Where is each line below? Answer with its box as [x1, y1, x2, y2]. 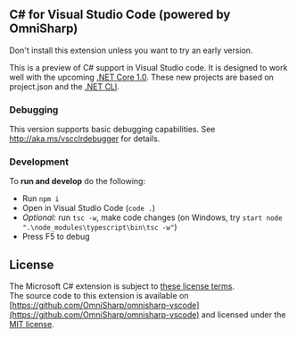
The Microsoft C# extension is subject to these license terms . [9, 281, 235, 292]
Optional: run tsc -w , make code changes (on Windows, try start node [21, 212, 283, 223]
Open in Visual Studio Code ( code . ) [21, 203, 156, 214]
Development [9, 156, 70, 168]
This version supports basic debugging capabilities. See [9, 124, 216, 135]
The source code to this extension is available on [9, 291, 189, 301]
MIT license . [9, 319, 55, 330]
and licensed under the [201, 309, 286, 320]
